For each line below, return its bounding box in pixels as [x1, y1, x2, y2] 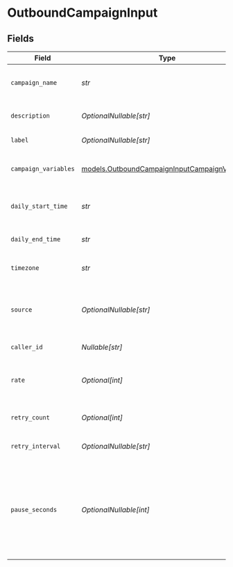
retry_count [10, 414, 51, 422]
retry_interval [10, 442, 61, 450]
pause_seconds [10, 506, 58, 513]
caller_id [10, 343, 43, 351]
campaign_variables [10, 165, 75, 173]
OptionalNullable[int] [81, 505, 150, 514]
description [10, 112, 51, 120]
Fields [7, 33, 35, 45]
